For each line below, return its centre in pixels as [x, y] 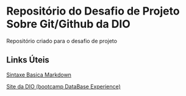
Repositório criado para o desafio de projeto [62, 41]
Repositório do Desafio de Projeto [93, 11]
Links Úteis [28, 60]
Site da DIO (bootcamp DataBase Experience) [63, 86]
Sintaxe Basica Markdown [39, 75]
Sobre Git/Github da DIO [69, 24]
